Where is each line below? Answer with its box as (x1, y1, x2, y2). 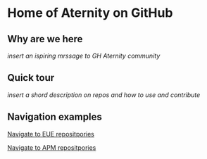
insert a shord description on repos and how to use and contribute (7, 90, 201, 99)
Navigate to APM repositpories (7, 143, 96, 152)
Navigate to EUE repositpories (7, 129, 95, 138)
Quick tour (7, 72, 55, 84)
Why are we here (7, 33, 83, 45)
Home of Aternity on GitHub (7, 5, 173, 21)
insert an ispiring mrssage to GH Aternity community (7, 51, 161, 60)
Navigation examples (7, 111, 102, 123)
